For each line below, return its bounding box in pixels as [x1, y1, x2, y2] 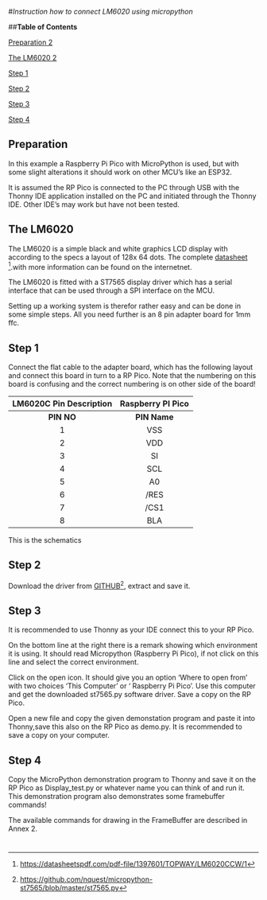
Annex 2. [8, 824, 38, 834]
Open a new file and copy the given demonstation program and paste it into [8, 714, 256, 723]
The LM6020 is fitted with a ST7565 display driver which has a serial [8, 278, 233, 287]
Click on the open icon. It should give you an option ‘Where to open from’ [8, 672, 248, 683]
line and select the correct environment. [8, 657, 139, 667]
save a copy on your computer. [8, 731, 110, 740]
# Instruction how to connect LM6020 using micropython [8, 7, 193, 16]
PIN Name [134, 411, 174, 423]
